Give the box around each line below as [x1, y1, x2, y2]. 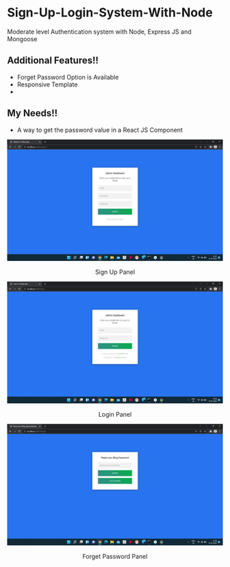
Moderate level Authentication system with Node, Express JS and [7, 27, 192, 36]
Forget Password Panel [82, 553, 148, 561]
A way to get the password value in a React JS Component [16, 126, 183, 134]
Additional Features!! [7, 55, 99, 67]
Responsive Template [16, 80, 78, 89]
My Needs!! [7, 108, 58, 119]
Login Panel [98, 410, 132, 418]
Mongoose [7, 34, 38, 43]
